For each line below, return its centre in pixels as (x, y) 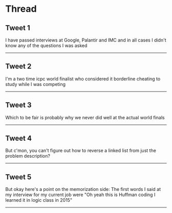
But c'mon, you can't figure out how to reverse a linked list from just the (81, 151)
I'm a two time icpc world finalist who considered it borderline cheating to (83, 79)
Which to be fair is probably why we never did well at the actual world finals (85, 117)
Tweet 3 (18, 105)
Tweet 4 (19, 139)
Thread (21, 9)
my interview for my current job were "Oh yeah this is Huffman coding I (80, 195)
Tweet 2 (18, 66)
